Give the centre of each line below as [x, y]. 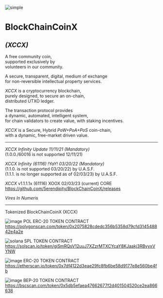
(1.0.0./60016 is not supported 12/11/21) [44, 154]
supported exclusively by [30, 62]
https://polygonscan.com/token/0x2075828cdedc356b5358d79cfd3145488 [81, 226]
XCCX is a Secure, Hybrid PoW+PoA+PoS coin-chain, [58, 130]
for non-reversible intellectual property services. [53, 81]
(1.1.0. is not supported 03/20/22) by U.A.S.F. [50, 169]
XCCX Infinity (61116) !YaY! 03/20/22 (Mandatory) [55, 164]
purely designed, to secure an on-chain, [45, 96]
